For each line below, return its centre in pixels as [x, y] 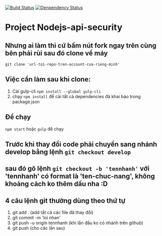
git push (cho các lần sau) [39, 228]
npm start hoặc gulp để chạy [34, 129]
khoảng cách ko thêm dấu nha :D [56, 184]
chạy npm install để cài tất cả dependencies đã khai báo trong [77, 96]
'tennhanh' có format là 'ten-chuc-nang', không [80, 176]
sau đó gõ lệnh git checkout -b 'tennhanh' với [77, 169]
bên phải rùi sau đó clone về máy [57, 53]
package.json [26, 102]
